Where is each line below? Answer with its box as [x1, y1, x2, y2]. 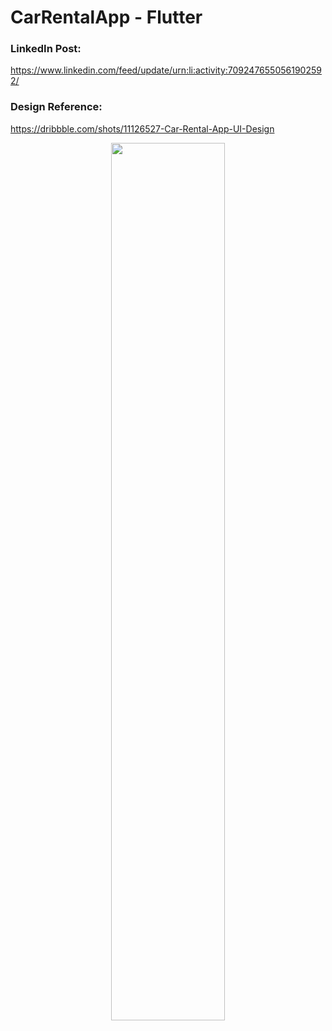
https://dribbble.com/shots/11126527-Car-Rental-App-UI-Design [10, 122, 275, 135]
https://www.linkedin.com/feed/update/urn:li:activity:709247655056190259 [10, 64, 322, 76]
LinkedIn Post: [10, 42, 82, 56]
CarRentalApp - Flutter [10, 6, 203, 29]
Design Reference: [10, 100, 103, 114]
